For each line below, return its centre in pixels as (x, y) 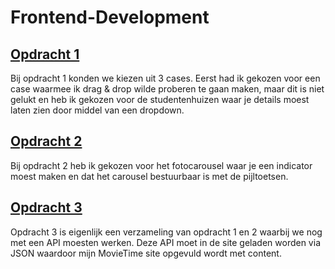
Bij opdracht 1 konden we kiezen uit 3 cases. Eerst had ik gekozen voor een (165, 78)
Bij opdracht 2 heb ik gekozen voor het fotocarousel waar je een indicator (161, 165)
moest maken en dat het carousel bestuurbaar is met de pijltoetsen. (149, 176)
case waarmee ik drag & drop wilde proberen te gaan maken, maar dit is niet (167, 89)
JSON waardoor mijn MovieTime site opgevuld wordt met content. (146, 253)
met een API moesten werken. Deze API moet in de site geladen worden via (165, 242)
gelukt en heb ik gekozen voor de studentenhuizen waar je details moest (160, 99)
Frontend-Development (110, 17)
